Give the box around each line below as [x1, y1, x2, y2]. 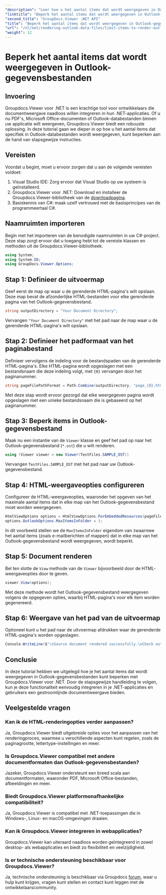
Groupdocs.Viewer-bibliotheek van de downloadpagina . [12, 195, 126, 200]
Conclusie [5, 655, 37, 664]
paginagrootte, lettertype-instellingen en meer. [5, 740, 100, 746]
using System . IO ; [5, 257, 41, 262]
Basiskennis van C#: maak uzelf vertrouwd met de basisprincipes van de [12, 199, 161, 205]
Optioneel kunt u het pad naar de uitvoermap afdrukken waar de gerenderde [5, 627, 161, 633]
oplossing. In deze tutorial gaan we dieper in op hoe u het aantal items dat [5, 126, 156, 132]
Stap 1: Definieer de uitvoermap [5, 275, 105, 284]
